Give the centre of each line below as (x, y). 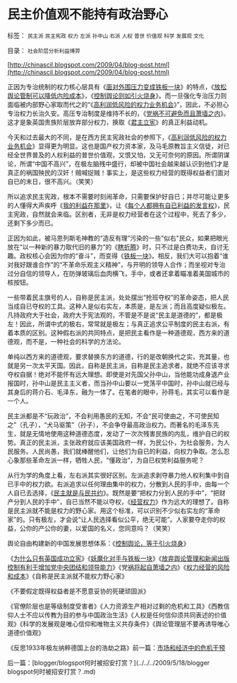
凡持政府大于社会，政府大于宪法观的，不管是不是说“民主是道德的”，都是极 (115, 315)
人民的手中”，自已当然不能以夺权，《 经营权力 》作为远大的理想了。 (121, 501)
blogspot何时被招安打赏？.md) (51, 671)
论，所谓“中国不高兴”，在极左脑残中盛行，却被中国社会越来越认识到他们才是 (118, 163)
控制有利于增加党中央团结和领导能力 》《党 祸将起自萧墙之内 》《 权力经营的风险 (119, 567)
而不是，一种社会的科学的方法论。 (75, 341)
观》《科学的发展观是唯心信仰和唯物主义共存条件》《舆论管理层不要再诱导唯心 (119, 624)
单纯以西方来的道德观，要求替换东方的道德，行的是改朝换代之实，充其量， (115, 356)
